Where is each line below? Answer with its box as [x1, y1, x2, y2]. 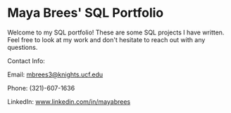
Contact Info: [7, 56, 46, 65]
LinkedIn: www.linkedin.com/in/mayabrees [7, 97, 131, 106]
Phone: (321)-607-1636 [7, 84, 75, 92]
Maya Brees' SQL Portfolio [7, 5, 164, 21]
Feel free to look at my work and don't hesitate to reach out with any [7, 35, 206, 44]
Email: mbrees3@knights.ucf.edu [7, 70, 104, 79]
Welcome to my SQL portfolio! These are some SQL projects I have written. [7, 28, 225, 36]
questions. [7, 43, 38, 51]
